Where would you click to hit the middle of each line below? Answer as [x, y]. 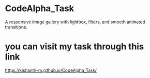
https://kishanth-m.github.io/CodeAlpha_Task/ [51, 70]
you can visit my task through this [75, 47]
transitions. [16, 27]
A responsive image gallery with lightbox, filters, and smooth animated [75, 22]
